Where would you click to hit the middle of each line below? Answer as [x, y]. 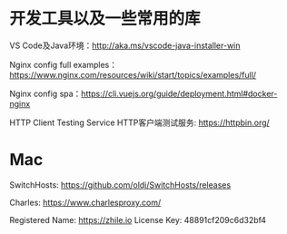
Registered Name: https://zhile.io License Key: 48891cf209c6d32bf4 [138, 219]
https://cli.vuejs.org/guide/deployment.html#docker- [179, 93]
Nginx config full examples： [64, 64]
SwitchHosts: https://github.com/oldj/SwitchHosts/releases [120, 185]
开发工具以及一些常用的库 [105, 19]
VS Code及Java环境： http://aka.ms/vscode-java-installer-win [125, 45]
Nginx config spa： [45, 93]
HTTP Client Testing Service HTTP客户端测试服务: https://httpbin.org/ [139, 122]
